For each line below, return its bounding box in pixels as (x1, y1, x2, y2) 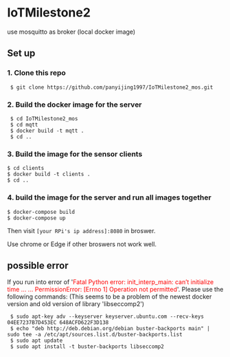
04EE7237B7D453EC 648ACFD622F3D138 (7, 319, 109, 326)
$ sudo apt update (10, 337, 63, 345)
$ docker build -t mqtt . (10, 127, 84, 134)
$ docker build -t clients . (7, 171, 91, 178)
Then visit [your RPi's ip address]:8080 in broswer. (7, 226, 156, 235)
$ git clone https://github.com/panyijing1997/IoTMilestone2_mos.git (10, 84, 214, 91)
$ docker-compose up (7, 215, 67, 221)
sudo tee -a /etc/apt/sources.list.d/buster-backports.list (7, 332, 183, 338)
